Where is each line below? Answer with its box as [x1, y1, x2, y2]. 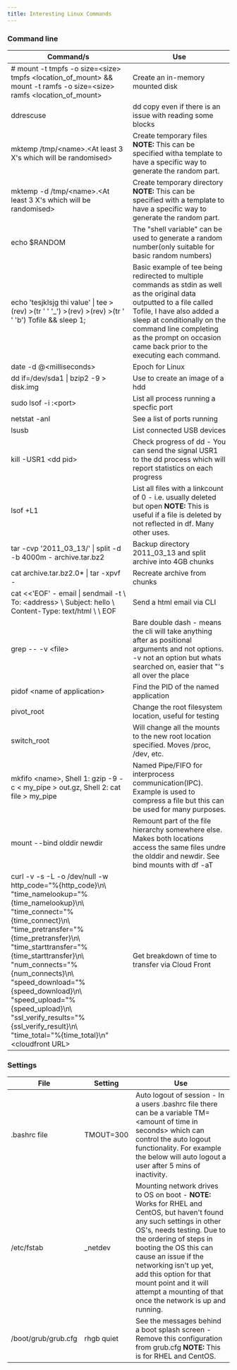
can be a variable [135, 1108, 193, 1118]
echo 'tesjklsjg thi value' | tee [11, 297, 108, 307]
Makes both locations [133, 833, 204, 843]
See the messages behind [135, 1316, 221, 1326]
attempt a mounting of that [135, 1287, 224, 1297]
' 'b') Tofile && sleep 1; [11, 315, 86, 325]
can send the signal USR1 [133, 445, 219, 455]
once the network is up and [135, 1296, 226, 1306]
